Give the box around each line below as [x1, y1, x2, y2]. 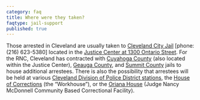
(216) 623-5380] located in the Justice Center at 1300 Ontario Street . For [6, 49, 188, 56]
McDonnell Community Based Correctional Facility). [6, 87, 135, 94]
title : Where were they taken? [6, 14, 85, 20]
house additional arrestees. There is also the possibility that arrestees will [6, 67, 189, 75]
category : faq [6, 8, 42, 15]
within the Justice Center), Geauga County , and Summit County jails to [6, 61, 182, 69]
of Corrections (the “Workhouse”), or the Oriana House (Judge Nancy [6, 81, 180, 88]
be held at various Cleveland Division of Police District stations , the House [6, 74, 190, 81]
